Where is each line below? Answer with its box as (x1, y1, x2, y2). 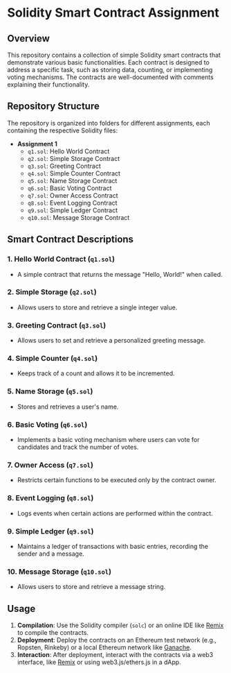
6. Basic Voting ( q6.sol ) (7, 420, 88, 429)
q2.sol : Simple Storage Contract (27, 154, 120, 162)
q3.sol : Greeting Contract (27, 162, 102, 170)
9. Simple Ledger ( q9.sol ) (7, 526, 94, 536)
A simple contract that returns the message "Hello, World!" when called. (17, 270, 223, 278)
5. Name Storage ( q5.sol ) (7, 386, 93, 396)
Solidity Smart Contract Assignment (7, 5, 220, 21)
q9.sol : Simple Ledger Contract (27, 206, 118, 214)
